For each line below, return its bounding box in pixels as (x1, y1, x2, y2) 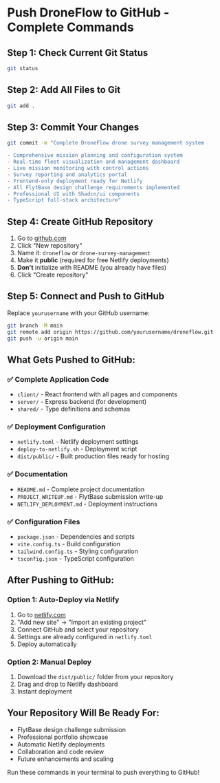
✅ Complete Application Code (7, 374, 109, 384)
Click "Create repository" (16, 270, 89, 279)
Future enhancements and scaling (16, 755, 114, 763)
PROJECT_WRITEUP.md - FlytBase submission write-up (16, 492, 164, 500)
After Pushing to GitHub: (7, 575, 115, 586)
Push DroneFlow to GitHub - (7, 5, 170, 21)
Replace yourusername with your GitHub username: (7, 308, 150, 317)
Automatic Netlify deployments (16, 740, 105, 748)
